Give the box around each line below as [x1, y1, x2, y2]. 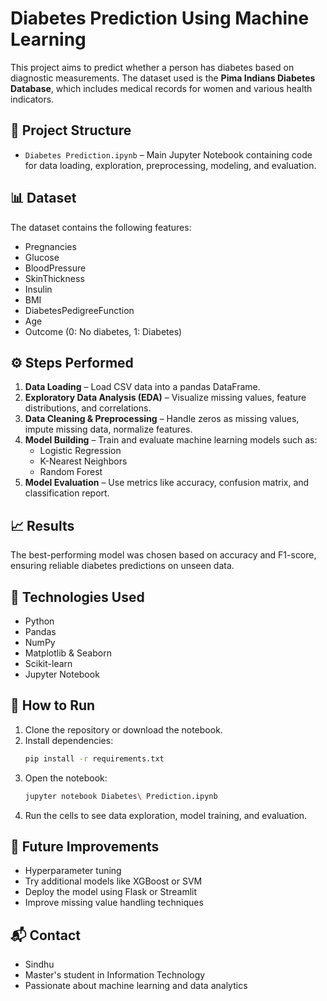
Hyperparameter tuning [24, 865, 122, 877]
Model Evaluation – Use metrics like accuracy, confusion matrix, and [24, 477, 310, 489]
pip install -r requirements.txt [24, 753, 165, 764]
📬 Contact [10, 927, 81, 944]
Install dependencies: [24, 734, 114, 746]
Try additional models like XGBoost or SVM [24, 875, 203, 887]
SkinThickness [24, 272, 85, 284]
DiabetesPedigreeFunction [24, 304, 135, 316]
